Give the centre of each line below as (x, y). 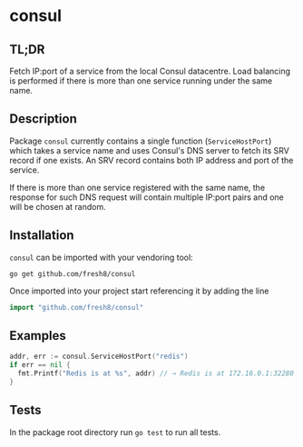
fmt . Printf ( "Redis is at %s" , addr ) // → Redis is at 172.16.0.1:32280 (156, 373)
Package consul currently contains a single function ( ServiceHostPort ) (141, 141)
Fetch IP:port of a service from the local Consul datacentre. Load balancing (150, 71)
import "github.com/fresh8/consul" (77, 307)
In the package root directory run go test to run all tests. (115, 432)
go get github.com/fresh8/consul (73, 273)
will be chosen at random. (58, 206)
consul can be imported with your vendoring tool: (101, 257)
